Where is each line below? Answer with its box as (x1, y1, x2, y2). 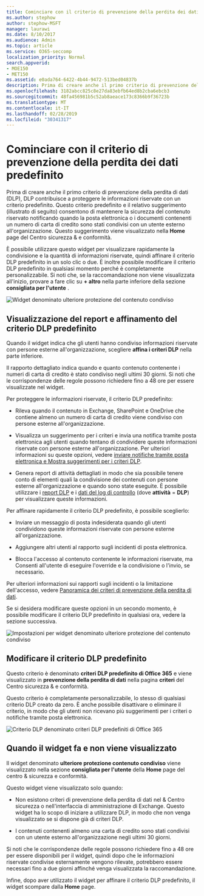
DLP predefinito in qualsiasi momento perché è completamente (6, 265, 164, 273)
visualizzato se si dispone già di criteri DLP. (15, 815, 124, 822)
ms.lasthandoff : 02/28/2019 (6, 111, 78, 117)
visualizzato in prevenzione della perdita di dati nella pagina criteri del (6, 676, 184, 683)
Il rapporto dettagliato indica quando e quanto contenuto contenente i (6, 364, 180, 371)
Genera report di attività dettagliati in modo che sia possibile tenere (15, 470, 184, 476)
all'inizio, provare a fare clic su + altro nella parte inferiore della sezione (6, 278, 186, 285)
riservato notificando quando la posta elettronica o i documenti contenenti (6, 214, 192, 222)
